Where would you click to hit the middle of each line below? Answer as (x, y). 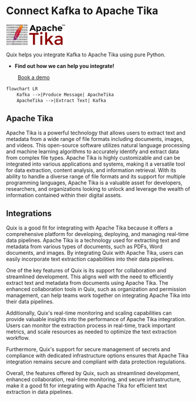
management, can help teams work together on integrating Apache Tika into (98, 295)
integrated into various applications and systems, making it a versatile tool (96, 164)
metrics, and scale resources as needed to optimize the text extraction (92, 331)
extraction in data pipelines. (40, 392)
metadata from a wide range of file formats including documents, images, (95, 139)
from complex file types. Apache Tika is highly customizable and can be (93, 157)
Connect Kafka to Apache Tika (82, 11)
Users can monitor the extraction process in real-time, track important (91, 325)
